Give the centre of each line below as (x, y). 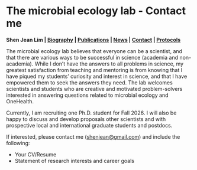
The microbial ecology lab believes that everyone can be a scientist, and (94, 51)
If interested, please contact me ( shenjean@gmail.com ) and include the (93, 136)
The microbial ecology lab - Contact (96, 11)
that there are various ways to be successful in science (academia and (92, 57)
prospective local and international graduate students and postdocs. (89, 125)
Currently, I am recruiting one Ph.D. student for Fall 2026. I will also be (91, 113)
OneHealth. (20, 101)
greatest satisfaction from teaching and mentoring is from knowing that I (94, 70)
